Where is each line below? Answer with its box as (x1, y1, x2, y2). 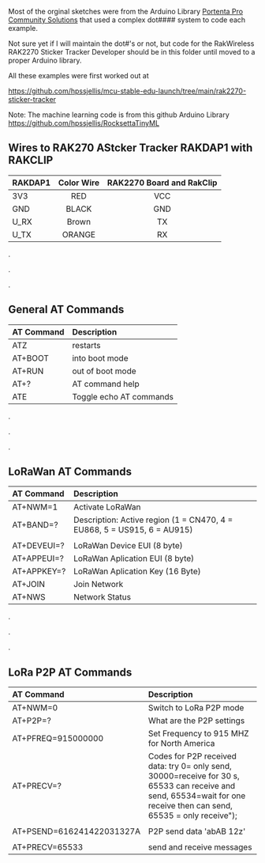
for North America (147, 738, 215, 749)
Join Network (73, 579, 124, 590)
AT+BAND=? (12, 520, 58, 531)
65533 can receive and (147, 781, 236, 792)
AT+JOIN (12, 579, 46, 590)
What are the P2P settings (147, 715, 245, 726)
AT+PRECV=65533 (12, 842, 84, 853)
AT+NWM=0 (12, 702, 58, 713)
